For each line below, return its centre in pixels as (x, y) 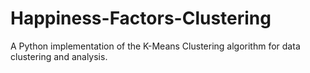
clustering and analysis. (59, 56)
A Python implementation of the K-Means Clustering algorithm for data (155, 46)
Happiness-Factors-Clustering (141, 18)
